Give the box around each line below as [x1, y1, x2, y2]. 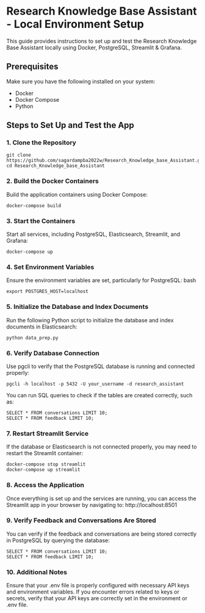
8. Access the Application [6, 481, 84, 489]
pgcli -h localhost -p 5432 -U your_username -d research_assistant [6, 381, 184, 387]
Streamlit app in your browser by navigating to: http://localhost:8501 [6, 501, 178, 508]
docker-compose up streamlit [6, 467, 81, 473]
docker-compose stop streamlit [6, 461, 86, 467]
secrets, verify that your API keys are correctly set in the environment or [6, 595, 188, 602]
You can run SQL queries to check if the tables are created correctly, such [6, 391, 193, 399]
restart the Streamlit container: [6, 450, 84, 457]
